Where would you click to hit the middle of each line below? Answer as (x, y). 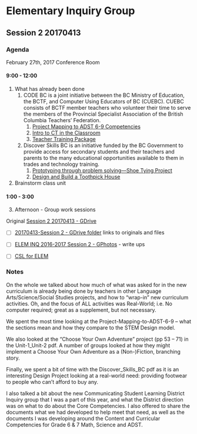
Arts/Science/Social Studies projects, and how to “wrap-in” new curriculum (97, 297)
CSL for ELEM (31, 256)
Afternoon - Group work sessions (55, 210)
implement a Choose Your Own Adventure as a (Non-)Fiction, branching (94, 351)
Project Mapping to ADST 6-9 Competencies (86, 127)
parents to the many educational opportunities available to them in (103, 158)
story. (13, 358)
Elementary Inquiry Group (71, 11)
